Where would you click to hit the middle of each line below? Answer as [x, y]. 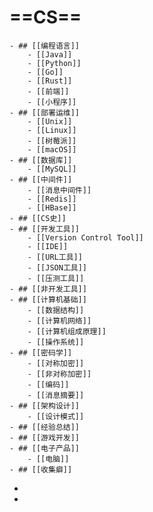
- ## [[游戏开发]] [44, 437]
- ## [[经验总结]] [44, 427]
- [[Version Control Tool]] [85, 237]
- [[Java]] [50, 54]
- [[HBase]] [52, 207]
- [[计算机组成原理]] [67, 331]
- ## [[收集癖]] [41, 469]
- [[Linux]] [52, 130]
